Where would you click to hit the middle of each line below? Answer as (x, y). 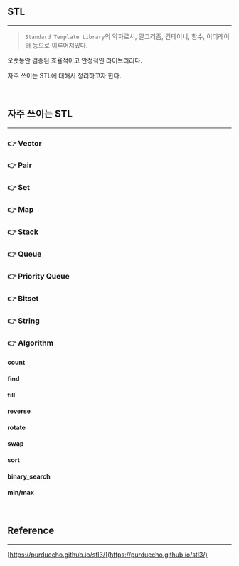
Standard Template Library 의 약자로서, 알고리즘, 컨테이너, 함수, (115, 36)
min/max (21, 493)
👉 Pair (20, 165)
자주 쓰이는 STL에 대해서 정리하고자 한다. (64, 75)
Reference (31, 531)
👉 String (24, 321)
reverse (19, 411)
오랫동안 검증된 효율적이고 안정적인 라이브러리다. (75, 60)
